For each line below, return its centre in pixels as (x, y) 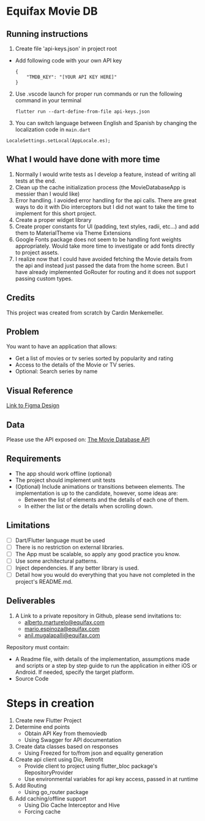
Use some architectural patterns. (57, 561)
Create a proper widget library (53, 220)
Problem (23, 332)
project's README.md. (44, 582)
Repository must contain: (38, 647)
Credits (21, 298)
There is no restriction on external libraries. (69, 547)
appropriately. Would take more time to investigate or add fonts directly (105, 246)
